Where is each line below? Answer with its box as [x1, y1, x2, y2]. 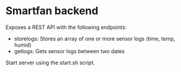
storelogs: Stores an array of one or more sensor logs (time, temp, [14, 35, 176, 42]
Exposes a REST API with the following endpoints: [5, 24, 127, 31]
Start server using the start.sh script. [5, 59, 95, 66]
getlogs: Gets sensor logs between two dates [14, 47, 125, 54]
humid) [14, 41, 32, 48]
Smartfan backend [5, 4, 99, 18]
